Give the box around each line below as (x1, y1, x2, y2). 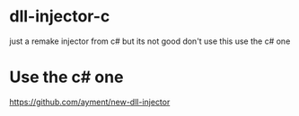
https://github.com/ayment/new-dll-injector (9, 96, 171, 107)
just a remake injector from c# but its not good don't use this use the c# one (9, 36, 291, 46)
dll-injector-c (9, 6, 110, 27)
